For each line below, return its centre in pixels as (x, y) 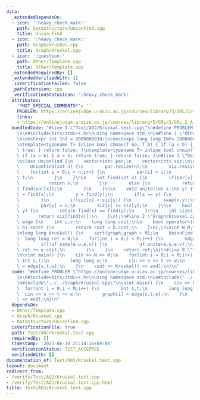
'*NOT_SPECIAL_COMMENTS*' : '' (54, 106)
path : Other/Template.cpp (49, 61)
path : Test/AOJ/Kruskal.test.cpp (53, 333)
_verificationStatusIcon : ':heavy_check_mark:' (72, 95)
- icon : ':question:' (38, 56)
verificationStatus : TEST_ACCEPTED (56, 349)
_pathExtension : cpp (37, 89)
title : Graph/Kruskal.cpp (49, 51)
